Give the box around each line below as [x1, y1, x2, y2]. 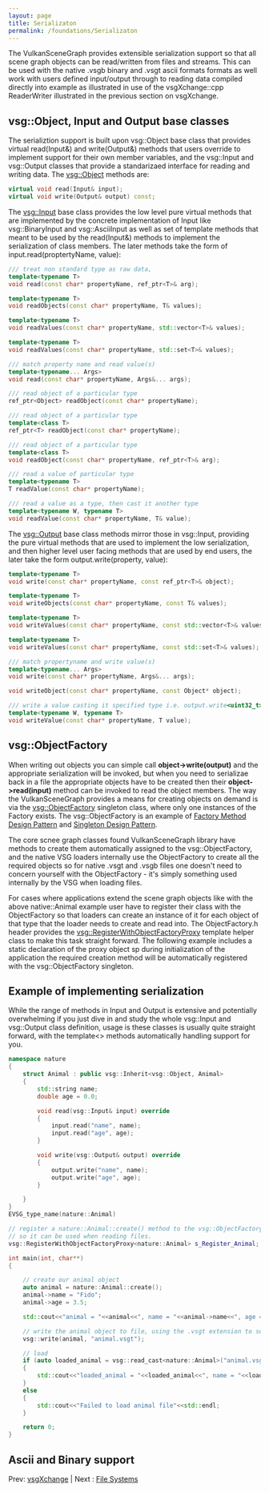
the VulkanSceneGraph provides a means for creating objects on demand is [8, 794, 259, 804]
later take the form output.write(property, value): [8, 554, 168, 564]
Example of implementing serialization [8, 985, 204, 998]
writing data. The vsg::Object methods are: [8, 170, 150, 179]
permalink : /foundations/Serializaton [8, 26, 138, 34]
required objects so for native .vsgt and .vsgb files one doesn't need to [8, 861, 243, 870]
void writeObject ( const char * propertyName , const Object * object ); [8, 687, 242, 696]
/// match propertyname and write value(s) [8, 658, 156, 666]
